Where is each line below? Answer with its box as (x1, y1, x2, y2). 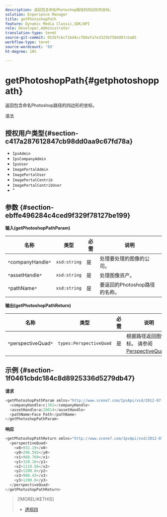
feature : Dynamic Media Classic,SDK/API (5, 21, 90, 26)
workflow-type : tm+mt (5, 40, 50, 45)
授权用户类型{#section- (5, 129, 79, 137)
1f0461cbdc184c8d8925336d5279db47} (5, 374, 135, 383)
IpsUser (12, 162, 28, 167)
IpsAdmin (12, 151, 31, 156)
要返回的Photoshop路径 (99, 281, 155, 288)
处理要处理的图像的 (99, 255, 145, 262)
